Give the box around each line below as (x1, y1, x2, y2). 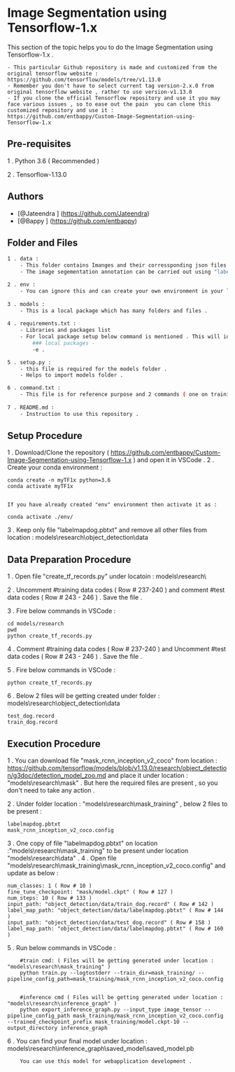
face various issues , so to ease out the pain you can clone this (7, 100, 211, 108)
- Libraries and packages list (20, 327, 111, 334)
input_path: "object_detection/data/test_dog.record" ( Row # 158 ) (7, 919, 211, 926)
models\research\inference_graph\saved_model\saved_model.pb (7, 1045, 194, 1053)
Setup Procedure (7, 430, 83, 442)
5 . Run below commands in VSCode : (7, 944, 116, 952)
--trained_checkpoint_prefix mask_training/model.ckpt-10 (7, 1019, 180, 1026)
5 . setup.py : (7, 359, 52, 366)
